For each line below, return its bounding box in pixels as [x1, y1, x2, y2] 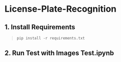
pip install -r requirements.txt [16, 36, 85, 41]
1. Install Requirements [4, 23, 75, 31]
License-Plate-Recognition [4, 3, 117, 15]
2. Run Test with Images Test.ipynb [4, 49, 114, 57]
